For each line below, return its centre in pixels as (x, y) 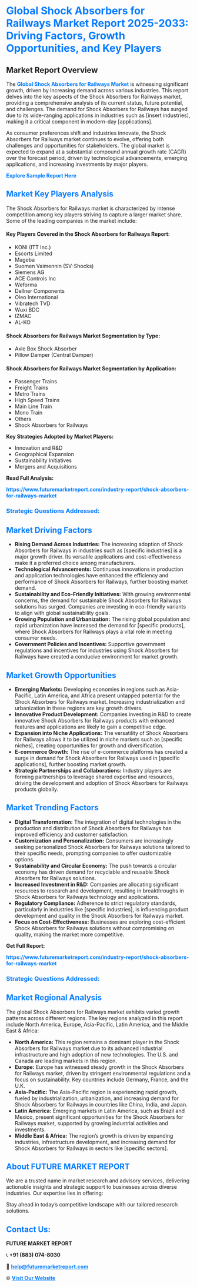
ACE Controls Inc (35, 279)
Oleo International (36, 297)
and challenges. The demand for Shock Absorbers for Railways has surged (97, 109)
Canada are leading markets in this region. (66, 1061)
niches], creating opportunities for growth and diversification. (89, 746)
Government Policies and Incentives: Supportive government (90, 644)
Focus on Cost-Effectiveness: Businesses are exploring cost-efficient (100, 922)
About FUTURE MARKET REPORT (68, 1166)
